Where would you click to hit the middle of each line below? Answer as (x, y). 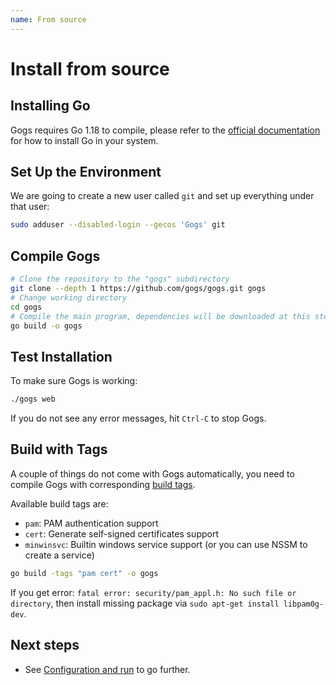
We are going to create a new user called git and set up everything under (162, 196)
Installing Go (50, 106)
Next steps (45, 645)
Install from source (90, 68)
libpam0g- (304, 604)
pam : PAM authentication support (91, 523)
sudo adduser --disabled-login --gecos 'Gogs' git (118, 225)
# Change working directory (69, 297)
